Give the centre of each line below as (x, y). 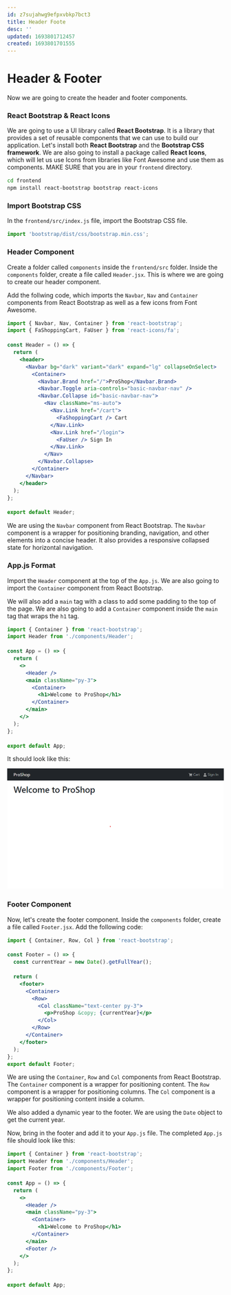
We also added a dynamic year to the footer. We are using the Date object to (115, 1113)
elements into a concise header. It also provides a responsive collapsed (108, 540)
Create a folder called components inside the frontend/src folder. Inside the (112, 267)
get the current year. (36, 1120)
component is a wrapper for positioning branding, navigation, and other (108, 533)
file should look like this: (41, 1140)
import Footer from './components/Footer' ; (70, 1169)
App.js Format (32, 566)
